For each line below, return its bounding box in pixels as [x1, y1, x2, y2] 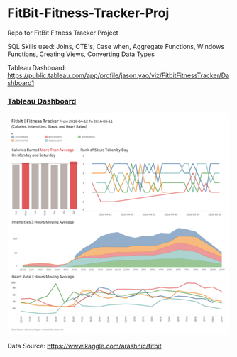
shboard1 [7, 78, 34, 87]
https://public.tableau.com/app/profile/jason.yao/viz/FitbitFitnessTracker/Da [7, 71, 230, 79]
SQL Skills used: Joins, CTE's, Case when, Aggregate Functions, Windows [7, 42, 225, 50]
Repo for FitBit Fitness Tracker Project [7, 28, 118, 37]
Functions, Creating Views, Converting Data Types [7, 50, 155, 58]
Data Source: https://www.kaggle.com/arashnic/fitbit [7, 342, 162, 351]
